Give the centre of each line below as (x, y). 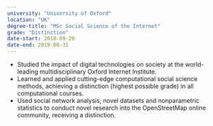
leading (28, 72)
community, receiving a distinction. (66, 115)
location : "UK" (29, 20)
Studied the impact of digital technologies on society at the (100, 64)
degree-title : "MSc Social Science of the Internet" (84, 26)
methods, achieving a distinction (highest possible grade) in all (105, 86)
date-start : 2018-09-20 (41, 39)
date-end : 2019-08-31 (38, 45)
